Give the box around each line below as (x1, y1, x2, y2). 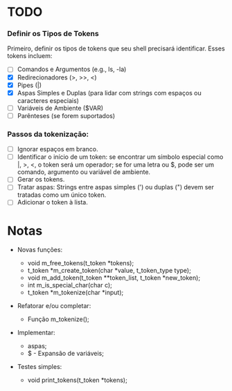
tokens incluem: (7, 52, 53, 60)
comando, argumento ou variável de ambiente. (17, 168, 151, 176)
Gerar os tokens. (17, 175, 65, 184)
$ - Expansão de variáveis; (27, 350, 104, 358)
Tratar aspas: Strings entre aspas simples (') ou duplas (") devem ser (17, 183, 215, 191)
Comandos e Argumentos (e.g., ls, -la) (17, 65, 127, 73)
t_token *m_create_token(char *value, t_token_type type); (27, 267, 192, 275)
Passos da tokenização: (7, 129, 89, 139)
